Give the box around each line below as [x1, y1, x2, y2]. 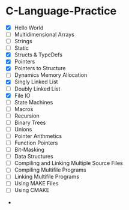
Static [14, 44, 29, 52]
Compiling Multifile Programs [14, 166, 86, 173]
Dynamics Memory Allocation [14, 71, 88, 79]
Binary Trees [14, 119, 46, 126]
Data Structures [14, 153, 53, 160]
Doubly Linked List [14, 85, 61, 92]
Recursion [14, 112, 40, 119]
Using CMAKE [14, 187, 50, 194]
